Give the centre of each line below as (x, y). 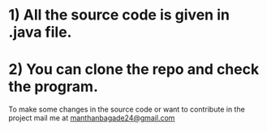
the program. (54, 87)
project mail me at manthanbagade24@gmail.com (92, 118)
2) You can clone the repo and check (134, 70)
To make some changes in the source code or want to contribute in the (127, 109)
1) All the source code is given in (119, 15)
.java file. (40, 32)
